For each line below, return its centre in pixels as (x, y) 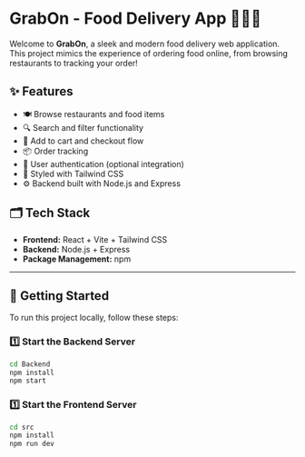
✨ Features (41, 91)
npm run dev (32, 444)
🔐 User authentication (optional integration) (103, 164)
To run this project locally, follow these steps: (94, 318)
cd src (22, 427)
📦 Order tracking (55, 151)
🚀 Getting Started (59, 296)
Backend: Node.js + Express (76, 249)
